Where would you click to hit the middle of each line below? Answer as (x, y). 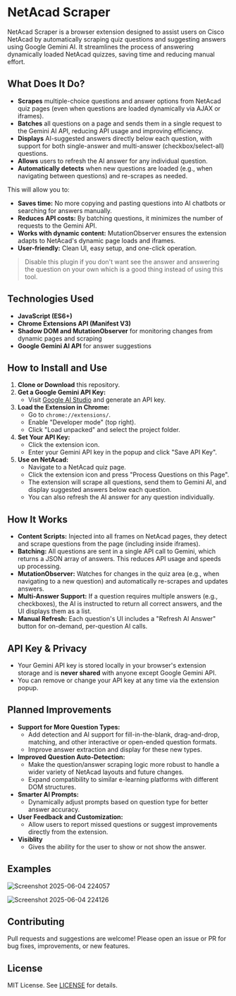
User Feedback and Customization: (70, 817)
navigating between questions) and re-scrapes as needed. (103, 176)
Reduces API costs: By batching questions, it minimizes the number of (120, 218)
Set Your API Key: (44, 437)
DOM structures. (52, 787)
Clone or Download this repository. (69, 385)
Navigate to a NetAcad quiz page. (77, 467)
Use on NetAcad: (43, 460)
